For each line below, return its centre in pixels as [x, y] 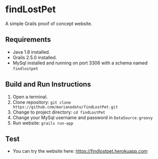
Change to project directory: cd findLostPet [59, 112]
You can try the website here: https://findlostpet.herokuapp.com [80, 151]
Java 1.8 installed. [31, 52]
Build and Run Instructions [48, 85]
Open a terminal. [30, 97]
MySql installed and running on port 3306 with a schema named [80, 63]
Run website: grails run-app [43, 123]
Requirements [28, 40]
